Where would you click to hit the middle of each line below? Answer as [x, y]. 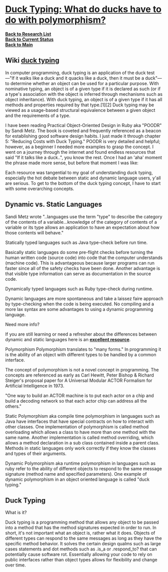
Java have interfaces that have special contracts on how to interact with [79, 421]
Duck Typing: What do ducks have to [83, 9]
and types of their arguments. [36, 453]
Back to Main [19, 44]
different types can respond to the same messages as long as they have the [83, 538]
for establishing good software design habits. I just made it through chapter [83, 136]
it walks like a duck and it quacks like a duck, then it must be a [80, 78]
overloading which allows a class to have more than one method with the [80, 432]
